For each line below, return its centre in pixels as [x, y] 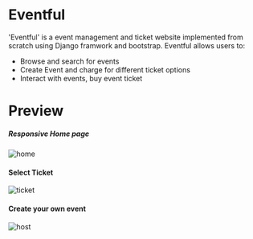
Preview [36, 111]
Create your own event [47, 208]
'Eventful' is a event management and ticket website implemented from [126, 37]
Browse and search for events [69, 61]
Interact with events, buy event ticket [81, 78]
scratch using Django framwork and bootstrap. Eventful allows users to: [127, 45]
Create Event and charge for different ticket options [105, 69]
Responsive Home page [49, 134]
